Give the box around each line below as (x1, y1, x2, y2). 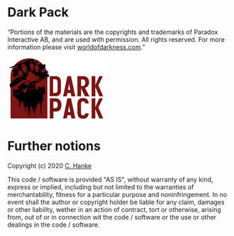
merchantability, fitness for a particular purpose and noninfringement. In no (7, 190, 228, 198)
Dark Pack (7, 4, 69, 21)
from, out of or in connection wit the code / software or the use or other (7, 213, 217, 221)
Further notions (7, 138, 101, 154)
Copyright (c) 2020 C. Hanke (7, 161, 92, 170)
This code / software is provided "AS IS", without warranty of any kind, (7, 175, 213, 184)
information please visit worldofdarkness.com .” (7, 43, 145, 51)
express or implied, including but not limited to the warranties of (7, 182, 194, 191)
